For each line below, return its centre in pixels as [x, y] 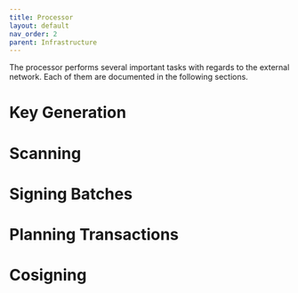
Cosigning [48, 275]
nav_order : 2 [33, 34]
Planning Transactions [94, 234]
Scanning [45, 153]
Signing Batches [71, 194]
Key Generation [68, 113]
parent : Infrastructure [53, 42]
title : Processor [41, 17]
